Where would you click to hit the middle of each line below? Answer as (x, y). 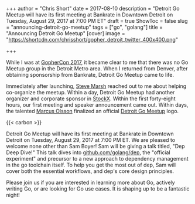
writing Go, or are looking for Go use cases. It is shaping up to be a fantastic (98, 189)
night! (13, 195)
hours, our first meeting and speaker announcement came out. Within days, (97, 105)
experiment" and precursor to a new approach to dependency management (97, 159)
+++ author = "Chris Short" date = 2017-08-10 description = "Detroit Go (93, 8)
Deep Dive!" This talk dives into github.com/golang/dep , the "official (88, 152)
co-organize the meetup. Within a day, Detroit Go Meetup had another (90, 92)
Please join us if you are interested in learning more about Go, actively (90, 182)
